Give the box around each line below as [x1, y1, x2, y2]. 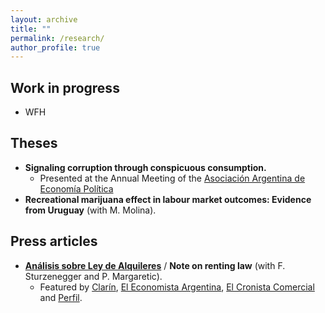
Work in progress [10, 79, 120, 96]
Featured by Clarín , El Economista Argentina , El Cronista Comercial [39, 281, 315, 293]
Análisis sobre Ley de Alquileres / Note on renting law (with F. [24, 259, 286, 271]
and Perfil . [39, 291, 83, 303]
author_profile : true [10, 42, 101, 53]
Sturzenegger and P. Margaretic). [24, 270, 163, 282]
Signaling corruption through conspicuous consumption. [24, 161, 267, 173]
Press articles [10, 233, 98, 250]
